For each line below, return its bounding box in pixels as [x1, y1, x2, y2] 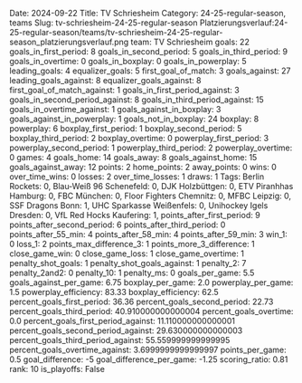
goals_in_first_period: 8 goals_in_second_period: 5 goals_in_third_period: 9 [9, 46, 288, 57]
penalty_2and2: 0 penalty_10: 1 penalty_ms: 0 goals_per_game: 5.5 [9, 267, 255, 278]
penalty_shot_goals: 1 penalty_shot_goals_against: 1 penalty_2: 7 [9, 258, 247, 268]
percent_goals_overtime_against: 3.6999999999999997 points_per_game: [9, 344, 287, 355]
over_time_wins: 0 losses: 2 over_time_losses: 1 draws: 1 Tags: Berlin [9, 171, 265, 182]
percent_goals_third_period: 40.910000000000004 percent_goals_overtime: [9, 306, 294, 316]
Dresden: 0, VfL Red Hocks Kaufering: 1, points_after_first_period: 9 [9, 210, 260, 220]
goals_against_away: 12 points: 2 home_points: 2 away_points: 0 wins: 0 [9, 162, 278, 172]
